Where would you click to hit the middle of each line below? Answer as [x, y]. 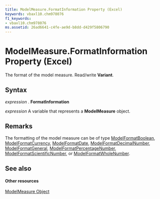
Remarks [19, 126]
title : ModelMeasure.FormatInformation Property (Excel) [64, 9]
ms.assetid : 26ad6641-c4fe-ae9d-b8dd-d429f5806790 [57, 28]
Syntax [16, 90]
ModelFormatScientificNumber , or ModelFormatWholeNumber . [68, 153]
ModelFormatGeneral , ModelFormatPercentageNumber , [61, 148]
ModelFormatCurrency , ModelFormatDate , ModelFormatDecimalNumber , [78, 143]
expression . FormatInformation [37, 101]
